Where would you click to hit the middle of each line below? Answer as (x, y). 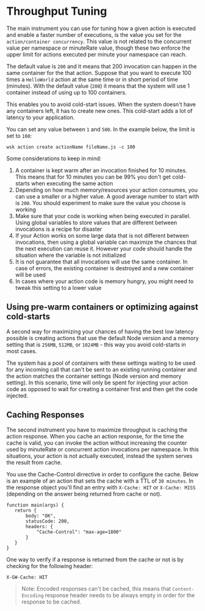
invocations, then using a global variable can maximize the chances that (106, 242)
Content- (183, 589)
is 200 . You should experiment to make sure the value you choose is (100, 203)
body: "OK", (41, 516)
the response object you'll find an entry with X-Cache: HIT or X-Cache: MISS (101, 487)
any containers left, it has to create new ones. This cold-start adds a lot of (99, 111)
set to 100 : (19, 136)
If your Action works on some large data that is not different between (102, 235)
